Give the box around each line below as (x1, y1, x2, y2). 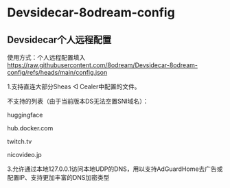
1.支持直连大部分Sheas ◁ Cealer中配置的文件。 (7, 82, 141, 91)
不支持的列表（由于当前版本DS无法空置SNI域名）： (7, 97, 149, 105)
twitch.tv (7, 137, 32, 145)
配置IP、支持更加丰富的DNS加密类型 (7, 174, 110, 181)
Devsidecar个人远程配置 (7, 34, 112, 45)
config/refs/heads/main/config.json (7, 69, 108, 76)
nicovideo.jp (7, 151, 43, 158)
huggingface (7, 111, 43, 119)
